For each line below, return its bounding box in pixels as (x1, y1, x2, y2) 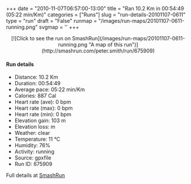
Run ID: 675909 (14, 161, 53, 168)
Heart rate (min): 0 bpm (14, 111, 72, 118)
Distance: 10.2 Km (14, 74, 58, 81)
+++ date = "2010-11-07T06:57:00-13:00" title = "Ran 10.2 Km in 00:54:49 (6, 5, 185, 12)
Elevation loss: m (14, 123, 55, 130)
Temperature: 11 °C (14, 136, 60, 143)
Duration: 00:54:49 (14, 80, 61, 87)
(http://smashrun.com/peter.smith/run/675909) (41, 47, 155, 54)
